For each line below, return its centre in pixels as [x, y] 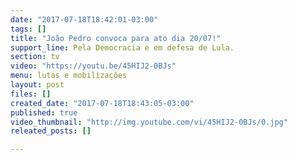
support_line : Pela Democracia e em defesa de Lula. [122, 47]
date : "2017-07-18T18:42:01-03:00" [84, 19]
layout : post [37, 85]
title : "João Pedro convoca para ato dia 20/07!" [116, 38]
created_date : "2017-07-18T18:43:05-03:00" [102, 103]
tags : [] [28, 29]
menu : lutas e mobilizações [69, 76]
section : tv [35, 57]
